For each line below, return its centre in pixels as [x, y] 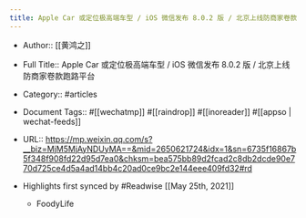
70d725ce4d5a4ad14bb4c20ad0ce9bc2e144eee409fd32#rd [138, 168]
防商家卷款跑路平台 [59, 76]
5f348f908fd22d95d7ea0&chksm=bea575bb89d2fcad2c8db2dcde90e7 [159, 158]
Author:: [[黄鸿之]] [56, 45]
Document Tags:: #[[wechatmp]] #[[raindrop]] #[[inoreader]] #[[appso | [157, 111]
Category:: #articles [60, 94]
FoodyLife [55, 203]
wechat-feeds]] [52, 121]
